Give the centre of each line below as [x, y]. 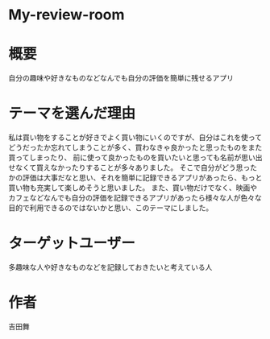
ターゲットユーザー [72, 244]
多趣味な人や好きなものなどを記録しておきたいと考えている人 [110, 267]
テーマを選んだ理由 [72, 114]
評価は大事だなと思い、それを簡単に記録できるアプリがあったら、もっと [142, 178]
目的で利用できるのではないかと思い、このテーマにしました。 [111, 208]
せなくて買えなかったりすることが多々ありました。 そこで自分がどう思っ [129, 167]
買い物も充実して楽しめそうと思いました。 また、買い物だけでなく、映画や [133, 188]
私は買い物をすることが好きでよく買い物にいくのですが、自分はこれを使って [135, 138]
